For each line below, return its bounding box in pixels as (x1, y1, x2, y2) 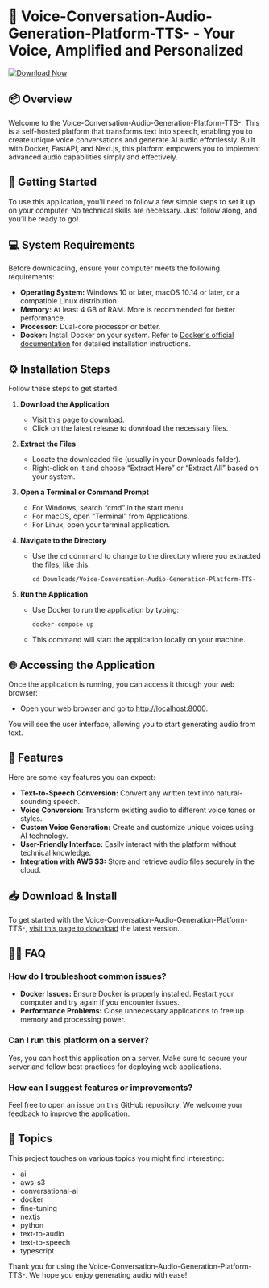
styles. (19, 813, 43, 824)
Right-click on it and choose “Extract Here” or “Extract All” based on (31, 463, 259, 473)
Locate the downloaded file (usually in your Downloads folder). (31, 455, 241, 464)
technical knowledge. (19, 848, 92, 857)
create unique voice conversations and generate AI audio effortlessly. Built (8, 134, 256, 144)
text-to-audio (19, 1228, 64, 1238)
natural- (216, 788, 243, 798)
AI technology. (19, 831, 68, 840)
